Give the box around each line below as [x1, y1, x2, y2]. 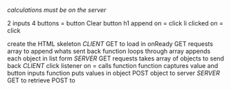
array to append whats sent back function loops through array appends [7, 47, 211, 55]
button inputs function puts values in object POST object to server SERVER [7, 69, 220, 77]
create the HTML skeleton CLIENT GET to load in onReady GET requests [7, 40, 213, 47]
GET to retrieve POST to [7, 76, 76, 85]
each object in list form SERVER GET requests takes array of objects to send [7, 54, 225, 63]
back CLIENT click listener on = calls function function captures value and [7, 62, 219, 69]
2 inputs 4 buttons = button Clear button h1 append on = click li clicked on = [7, 19, 223, 27]
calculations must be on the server [7, 6, 107, 14]
